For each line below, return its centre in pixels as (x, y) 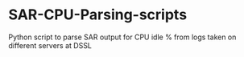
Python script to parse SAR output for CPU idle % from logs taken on (122, 37)
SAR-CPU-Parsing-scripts (98, 15)
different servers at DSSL (50, 45)
